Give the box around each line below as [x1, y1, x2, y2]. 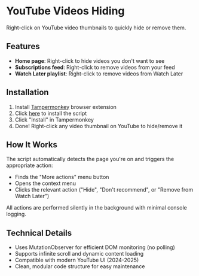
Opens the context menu [14, 180, 76, 187]
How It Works [6, 139, 58, 150]
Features [6, 41, 40, 51]
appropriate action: [6, 162, 53, 169]
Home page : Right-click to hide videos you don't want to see [14, 57, 165, 64]
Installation [6, 87, 49, 98]
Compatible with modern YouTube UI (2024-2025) [14, 256, 139, 264]
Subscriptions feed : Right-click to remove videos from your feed [14, 63, 175, 71]
